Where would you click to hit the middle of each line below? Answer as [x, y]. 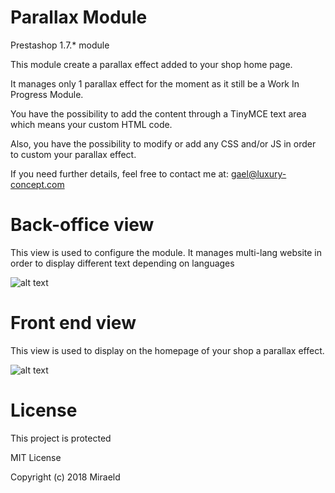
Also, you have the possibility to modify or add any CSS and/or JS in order [163, 143]
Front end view [73, 323]
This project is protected [61, 438]
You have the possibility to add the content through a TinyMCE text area [158, 113]
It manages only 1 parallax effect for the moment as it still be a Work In [155, 83]
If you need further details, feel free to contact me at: [119, 173]
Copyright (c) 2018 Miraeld [65, 477]
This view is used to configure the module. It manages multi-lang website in [166, 252]
